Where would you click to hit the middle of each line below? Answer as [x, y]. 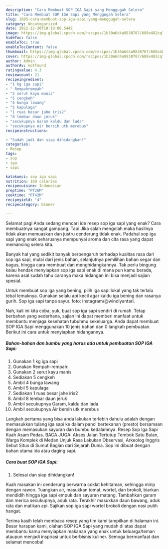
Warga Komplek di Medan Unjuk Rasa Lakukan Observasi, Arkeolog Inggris [83, 440]
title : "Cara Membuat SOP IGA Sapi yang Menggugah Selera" [68, 14]
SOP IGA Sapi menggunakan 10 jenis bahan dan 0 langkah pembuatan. [78, 326]
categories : [18, 144]
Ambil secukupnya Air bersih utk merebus [56, 409]
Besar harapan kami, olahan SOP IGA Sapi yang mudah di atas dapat [76, 526]
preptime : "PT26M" [25, 190]
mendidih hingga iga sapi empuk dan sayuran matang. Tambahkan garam [81, 495]
